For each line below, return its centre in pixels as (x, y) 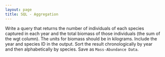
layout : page (19, 10)
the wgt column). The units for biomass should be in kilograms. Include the (81, 39)
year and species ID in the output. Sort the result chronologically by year (79, 44)
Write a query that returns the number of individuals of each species (75, 28)
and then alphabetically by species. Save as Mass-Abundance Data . (72, 49)
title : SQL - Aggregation (32, 14)
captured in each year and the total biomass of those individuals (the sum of (83, 33)
